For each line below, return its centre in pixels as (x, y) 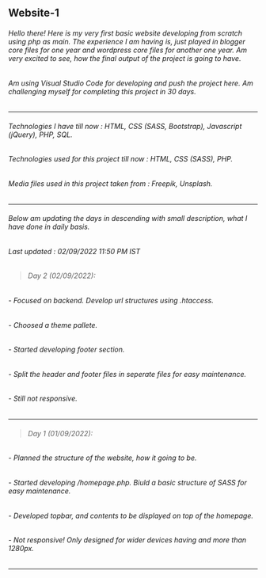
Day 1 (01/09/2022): (60, 433)
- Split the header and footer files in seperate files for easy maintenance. (127, 374)
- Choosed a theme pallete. (53, 325)
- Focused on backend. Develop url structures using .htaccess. (111, 301)
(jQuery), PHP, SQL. (40, 135)
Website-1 (34, 13)
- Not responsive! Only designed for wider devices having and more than (127, 540)
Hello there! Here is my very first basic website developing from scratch (125, 33)
